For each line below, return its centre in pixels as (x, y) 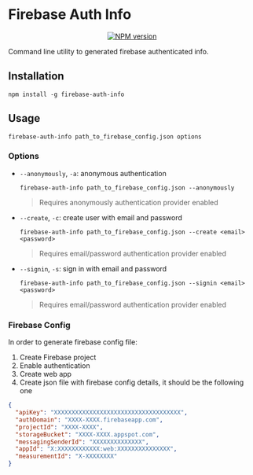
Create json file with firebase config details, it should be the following (132, 382)
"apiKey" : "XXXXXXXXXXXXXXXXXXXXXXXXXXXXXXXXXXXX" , (102, 413)
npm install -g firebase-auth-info (66, 94)
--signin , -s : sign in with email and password (93, 268)
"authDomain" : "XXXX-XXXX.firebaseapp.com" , (89, 420)
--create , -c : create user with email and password (101, 217)
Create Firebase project (58, 357)
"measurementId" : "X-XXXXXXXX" (66, 457)
